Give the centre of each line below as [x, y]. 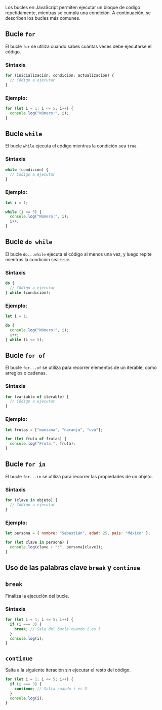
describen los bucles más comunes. [43, 18]
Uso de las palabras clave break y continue [73, 567]
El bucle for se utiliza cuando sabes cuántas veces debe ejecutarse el [78, 46]
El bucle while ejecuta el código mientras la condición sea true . [72, 146]
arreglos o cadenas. [26, 373]
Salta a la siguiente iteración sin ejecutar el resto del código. [68, 670]
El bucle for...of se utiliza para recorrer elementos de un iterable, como [81, 367]
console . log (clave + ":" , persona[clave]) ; [56, 547]
